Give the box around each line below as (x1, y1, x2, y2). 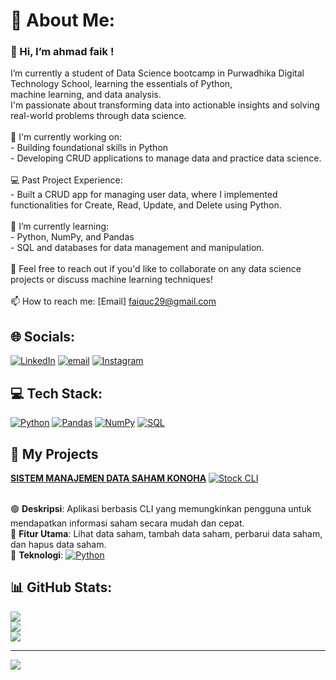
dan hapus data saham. (10, 538, 107, 550)
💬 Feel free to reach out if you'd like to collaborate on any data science (10, 263, 302, 275)
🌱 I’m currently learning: (10, 220, 110, 233)
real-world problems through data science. (10, 110, 187, 122)
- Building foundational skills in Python (10, 142, 169, 154)
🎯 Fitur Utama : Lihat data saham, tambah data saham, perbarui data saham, (10, 527, 323, 539)
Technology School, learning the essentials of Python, (10, 78, 233, 90)
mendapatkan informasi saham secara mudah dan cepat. (10, 517, 245, 529)
